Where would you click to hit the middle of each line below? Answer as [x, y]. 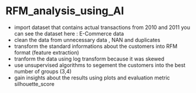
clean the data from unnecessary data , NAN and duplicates [87, 40]
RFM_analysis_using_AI [65, 11]
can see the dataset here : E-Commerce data [69, 33]
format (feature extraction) [46, 52]
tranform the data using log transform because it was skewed [89, 59]
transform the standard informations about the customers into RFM [96, 46]
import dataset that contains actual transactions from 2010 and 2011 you [102, 27]
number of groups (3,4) [43, 71]
